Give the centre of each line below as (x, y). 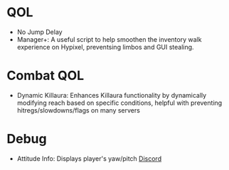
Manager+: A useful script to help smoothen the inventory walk (109, 39)
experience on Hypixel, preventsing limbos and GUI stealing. (105, 47)
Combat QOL (46, 76)
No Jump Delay (39, 32)
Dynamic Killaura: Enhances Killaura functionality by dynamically (112, 95)
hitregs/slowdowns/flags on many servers (78, 110)
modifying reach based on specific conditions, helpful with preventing (119, 103)
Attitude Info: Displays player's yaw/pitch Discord (89, 158)
